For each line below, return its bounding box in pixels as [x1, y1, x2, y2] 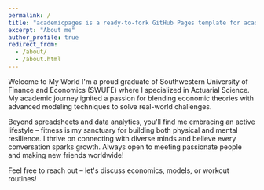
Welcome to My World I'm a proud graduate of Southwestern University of [8, 76, 249, 86]
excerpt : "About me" [8, 26, 76, 34]
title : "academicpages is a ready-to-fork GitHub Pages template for [8, 19, 241, 27]
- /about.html [15, 56, 61, 64]
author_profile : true [8, 33, 79, 42]
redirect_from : [8, 41, 58, 49]
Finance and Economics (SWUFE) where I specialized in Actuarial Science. [8, 85, 250, 94]
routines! [8, 174, 37, 183]
